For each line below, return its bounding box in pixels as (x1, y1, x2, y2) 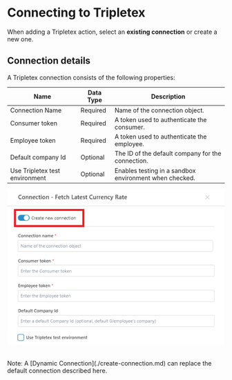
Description (151, 92, 186, 101)
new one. (7, 34, 34, 43)
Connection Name (10, 106, 62, 114)
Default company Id (10, 153, 66, 161)
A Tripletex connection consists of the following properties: (7, 73, 175, 81)
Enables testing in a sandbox (114, 166, 196, 174)
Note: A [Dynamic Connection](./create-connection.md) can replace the (7, 359, 212, 367)
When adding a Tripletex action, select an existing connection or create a (7, 28, 217, 36)
